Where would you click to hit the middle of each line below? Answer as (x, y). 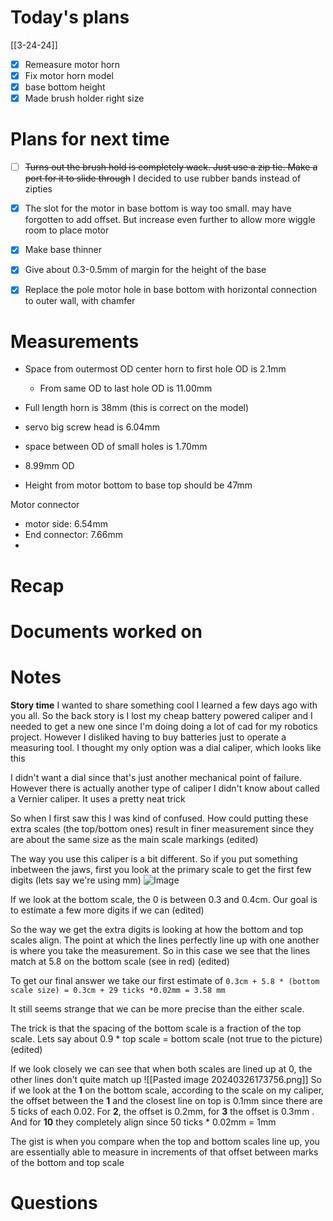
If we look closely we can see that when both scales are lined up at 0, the (161, 1068)
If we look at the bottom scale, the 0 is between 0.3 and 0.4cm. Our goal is (164, 899)
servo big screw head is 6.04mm (92, 427)
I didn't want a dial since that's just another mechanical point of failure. (156, 777)
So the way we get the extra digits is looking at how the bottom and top (157, 929)
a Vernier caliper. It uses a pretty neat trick (98, 798)
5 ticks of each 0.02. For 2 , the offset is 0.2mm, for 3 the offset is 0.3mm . (162, 1111)
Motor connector (45, 505)
